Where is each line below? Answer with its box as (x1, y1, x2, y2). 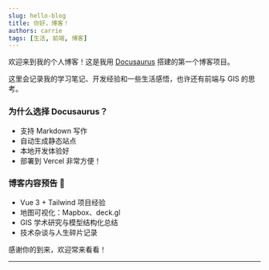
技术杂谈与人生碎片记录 (19, 228, 98, 237)
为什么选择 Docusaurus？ (8, 106, 108, 117)
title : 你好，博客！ (8, 19, 70, 27)
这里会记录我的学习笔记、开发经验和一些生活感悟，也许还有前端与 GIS (8, 74, 240, 84)
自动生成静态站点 (19, 135, 77, 145)
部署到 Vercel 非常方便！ (19, 155, 102, 165)
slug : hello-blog (8, 11, 66, 20)
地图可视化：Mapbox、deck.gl (19, 208, 121, 217)
